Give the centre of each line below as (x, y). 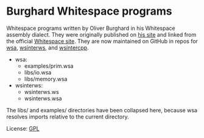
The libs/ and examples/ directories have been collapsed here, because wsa (102, 110)
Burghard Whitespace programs (89, 11)
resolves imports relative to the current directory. (68, 117)
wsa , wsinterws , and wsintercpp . (48, 48)
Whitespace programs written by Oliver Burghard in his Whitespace (91, 28)
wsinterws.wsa (43, 98)
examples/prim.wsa (49, 66)
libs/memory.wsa (46, 79)
